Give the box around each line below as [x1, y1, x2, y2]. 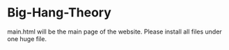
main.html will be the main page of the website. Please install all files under [7, 27, 223, 36]
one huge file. [7, 34, 47, 42]
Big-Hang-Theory [7, 5, 111, 21]
